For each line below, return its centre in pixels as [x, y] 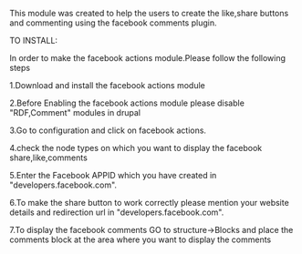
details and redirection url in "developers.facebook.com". [117, 212]
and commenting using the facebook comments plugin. [113, 23]
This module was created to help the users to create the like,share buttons [149, 13]
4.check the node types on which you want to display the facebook [136, 148]
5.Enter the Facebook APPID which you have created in [113, 175]
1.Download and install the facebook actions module [107, 85]
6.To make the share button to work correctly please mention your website [149, 203]
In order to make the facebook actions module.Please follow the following [147, 58]
